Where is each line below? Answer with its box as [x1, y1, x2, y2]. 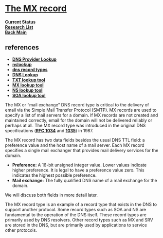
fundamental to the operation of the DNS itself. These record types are [5, 212, 147, 218]
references [5, 43, 39, 51]
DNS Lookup [12, 71, 38, 78]
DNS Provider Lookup [12, 56, 57, 62]
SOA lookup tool [12, 92, 46, 98]
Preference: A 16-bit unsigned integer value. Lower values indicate [12, 162, 147, 168]
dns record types [12, 67, 48, 72]
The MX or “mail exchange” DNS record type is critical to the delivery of [5, 102, 149, 107]
